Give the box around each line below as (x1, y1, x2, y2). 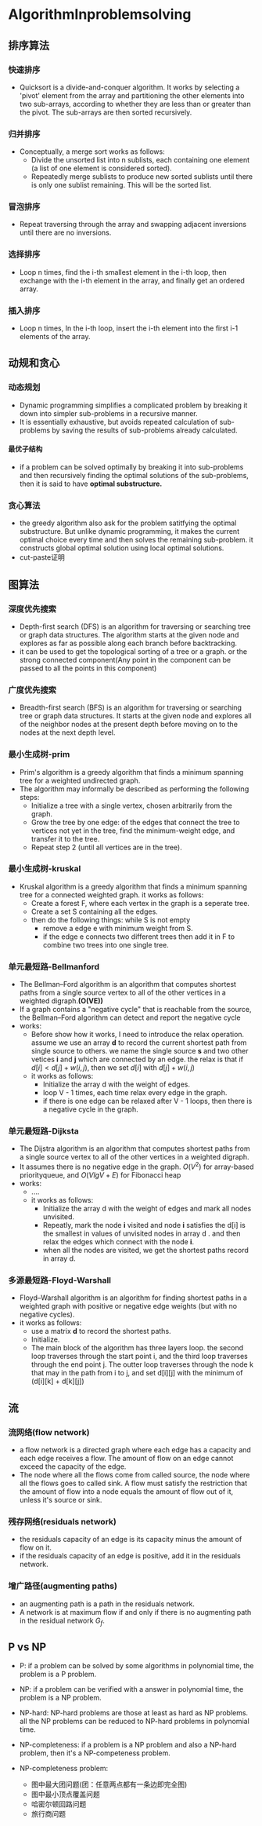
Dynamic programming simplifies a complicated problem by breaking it (19, 400, 248, 410)
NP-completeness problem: (19, 1764, 109, 1773)
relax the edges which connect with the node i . (42, 1237, 194, 1247)
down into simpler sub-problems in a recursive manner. (19, 408, 198, 418)
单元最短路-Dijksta (8, 1126, 80, 1137)
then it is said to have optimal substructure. (19, 479, 163, 488)
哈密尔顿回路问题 (31, 1799, 87, 1809)
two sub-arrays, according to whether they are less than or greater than (19, 99, 252, 108)
